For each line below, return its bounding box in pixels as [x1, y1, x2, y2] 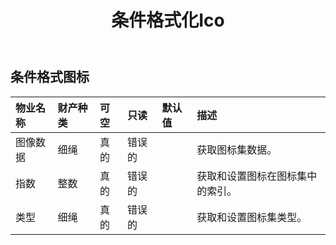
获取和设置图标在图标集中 [196, 169, 318, 183]
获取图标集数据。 [196, 142, 278, 156]
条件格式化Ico [111, 9, 225, 32]
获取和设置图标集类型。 [196, 210, 308, 224]
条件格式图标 [10, 69, 90, 86]
